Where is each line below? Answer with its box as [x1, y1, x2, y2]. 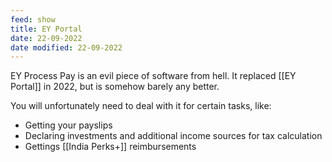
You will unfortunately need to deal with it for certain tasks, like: [10, 100, 272, 112]
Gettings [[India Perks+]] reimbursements [24, 141, 197, 153]
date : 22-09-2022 [10, 33, 83, 43]
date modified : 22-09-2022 [10, 42, 123, 53]
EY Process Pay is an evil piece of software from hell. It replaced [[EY [10, 70, 297, 82]
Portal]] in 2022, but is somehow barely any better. [10, 81, 220, 93]
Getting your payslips [24, 119, 113, 131]
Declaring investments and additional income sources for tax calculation [24, 130, 323, 142]
